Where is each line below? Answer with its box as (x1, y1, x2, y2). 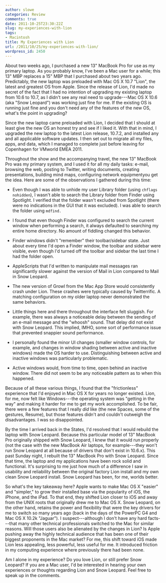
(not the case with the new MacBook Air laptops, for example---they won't (5, 442, 158, 448)
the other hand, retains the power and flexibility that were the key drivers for (5, 504, 161, 510)
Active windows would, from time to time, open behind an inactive (12, 365, 147, 371)
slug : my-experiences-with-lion (5, 26, 72, 31)
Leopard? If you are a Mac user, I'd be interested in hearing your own (5, 562, 146, 568)
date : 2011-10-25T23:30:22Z (5, 21, 63, 26)
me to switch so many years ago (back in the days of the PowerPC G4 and (5, 510, 157, 516)
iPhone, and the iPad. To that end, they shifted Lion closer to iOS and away (5, 494, 158, 500)
